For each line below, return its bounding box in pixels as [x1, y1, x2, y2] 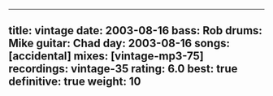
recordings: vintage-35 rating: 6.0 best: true [8, 62, 238, 76]
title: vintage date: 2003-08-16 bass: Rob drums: [8, 24, 262, 37]
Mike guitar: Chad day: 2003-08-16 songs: [8, 37, 230, 50]
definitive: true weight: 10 [8, 75, 141, 89]
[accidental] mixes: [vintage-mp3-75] [8, 50, 205, 63]
